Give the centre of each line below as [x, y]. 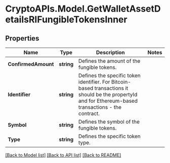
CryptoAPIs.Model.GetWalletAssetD [83, 9]
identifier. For [94, 82]
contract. [89, 113]
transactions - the [100, 107]
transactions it [111, 88]
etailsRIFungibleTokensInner [66, 19]
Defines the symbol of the [109, 122]
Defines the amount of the [109, 61]
